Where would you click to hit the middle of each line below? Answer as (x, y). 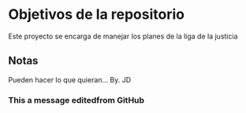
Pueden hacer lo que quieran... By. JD (70, 79)
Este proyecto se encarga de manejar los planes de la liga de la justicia (123, 36)
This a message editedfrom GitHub (76, 100)
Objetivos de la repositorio (97, 15)
